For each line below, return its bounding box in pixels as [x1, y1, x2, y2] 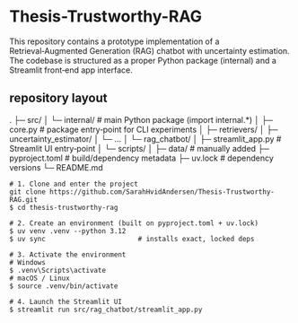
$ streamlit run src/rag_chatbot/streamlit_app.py [9, 305, 203, 314]
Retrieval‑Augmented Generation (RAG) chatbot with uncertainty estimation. [9, 45, 290, 56]
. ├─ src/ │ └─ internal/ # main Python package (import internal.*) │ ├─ [9, 114, 274, 125]
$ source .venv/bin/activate [9, 281, 118, 291]
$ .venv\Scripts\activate [9, 266, 106, 275]
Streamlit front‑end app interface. [9, 65, 133, 75]
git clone [9, 187, 47, 196]
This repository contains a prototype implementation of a [9, 36, 220, 47]
